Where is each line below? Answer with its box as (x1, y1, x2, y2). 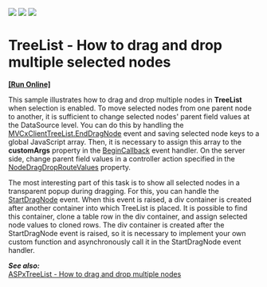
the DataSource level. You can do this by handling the (8, 120, 185, 130)
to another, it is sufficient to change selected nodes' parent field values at (8, 111, 249, 121)
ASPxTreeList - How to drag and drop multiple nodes (8, 269, 182, 278)
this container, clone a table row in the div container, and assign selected (8, 211, 248, 221)
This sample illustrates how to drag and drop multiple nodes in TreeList (8, 95, 242, 104)
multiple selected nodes (8, 53, 171, 72)
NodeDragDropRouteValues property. (8, 162, 132, 172)
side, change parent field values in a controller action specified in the (8, 153, 235, 163)
